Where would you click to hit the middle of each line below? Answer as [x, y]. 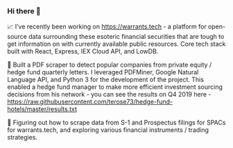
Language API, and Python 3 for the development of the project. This [106, 80]
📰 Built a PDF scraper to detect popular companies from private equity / [110, 65]
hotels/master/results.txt [42, 109]
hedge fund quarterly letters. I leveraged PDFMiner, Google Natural [103, 72]
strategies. [23, 138]
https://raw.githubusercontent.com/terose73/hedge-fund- [90, 102]
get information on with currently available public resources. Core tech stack [116, 44]
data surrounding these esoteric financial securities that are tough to [127, 37]
